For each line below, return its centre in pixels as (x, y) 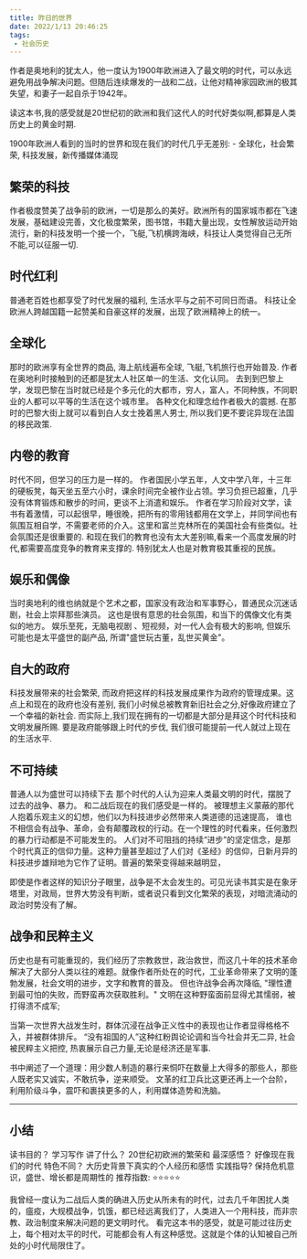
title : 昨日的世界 (41, 18)
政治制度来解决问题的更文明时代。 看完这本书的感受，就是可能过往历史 (159, 1222)
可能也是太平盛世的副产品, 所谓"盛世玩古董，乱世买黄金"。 (120, 637)
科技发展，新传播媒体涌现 (70, 155)
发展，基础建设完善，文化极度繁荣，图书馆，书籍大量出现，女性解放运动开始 (153, 222)
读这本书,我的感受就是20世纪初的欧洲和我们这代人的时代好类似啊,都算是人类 (153, 113)
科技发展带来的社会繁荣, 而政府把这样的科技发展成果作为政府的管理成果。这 (152, 693)
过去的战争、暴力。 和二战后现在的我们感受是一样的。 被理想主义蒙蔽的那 (148, 805)
